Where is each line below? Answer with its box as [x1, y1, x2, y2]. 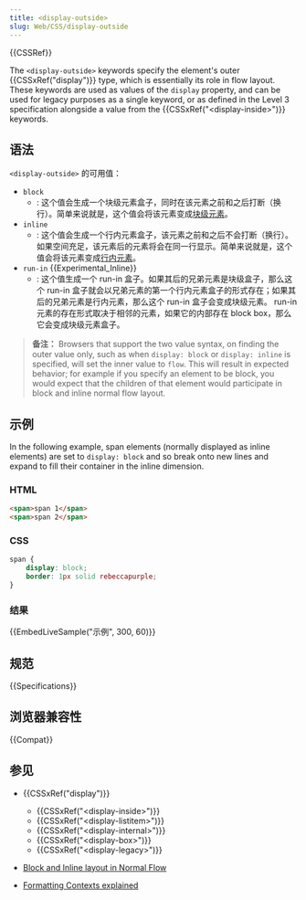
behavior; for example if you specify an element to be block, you [31, 368, 275, 379]
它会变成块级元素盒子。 [36, 319, 125, 330]
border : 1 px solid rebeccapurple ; [26, 572, 157, 581]
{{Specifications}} [9, 681, 78, 692]
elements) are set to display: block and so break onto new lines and [9, 451, 269, 462]
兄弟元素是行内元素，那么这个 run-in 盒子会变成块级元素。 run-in [52, 296, 298, 307]
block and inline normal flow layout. [31, 387, 166, 398]
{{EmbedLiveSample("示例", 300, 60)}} [9, 627, 156, 638]
